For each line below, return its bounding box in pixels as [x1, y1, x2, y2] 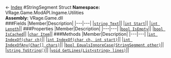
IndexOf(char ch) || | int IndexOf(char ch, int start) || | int [5, 36, 130, 42]
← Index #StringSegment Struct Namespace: [5, 5, 100, 10]
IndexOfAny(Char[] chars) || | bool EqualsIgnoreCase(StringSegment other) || [5, 42, 164, 47]
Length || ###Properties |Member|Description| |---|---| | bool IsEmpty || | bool [5, 26, 163, 32]
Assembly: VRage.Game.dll [5, 15, 63, 21]
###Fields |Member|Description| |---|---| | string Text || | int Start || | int [5, 20, 158, 26]
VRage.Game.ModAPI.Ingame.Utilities [5, 10, 84, 16]
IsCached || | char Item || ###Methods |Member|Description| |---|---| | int [5, 31, 156, 37]
